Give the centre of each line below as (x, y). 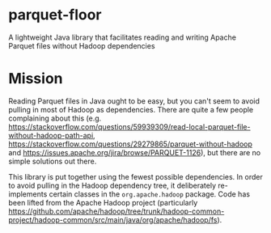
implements (28, 194)
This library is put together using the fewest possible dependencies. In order (135, 176)
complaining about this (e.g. (55, 118)
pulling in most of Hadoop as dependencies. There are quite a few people (131, 109)
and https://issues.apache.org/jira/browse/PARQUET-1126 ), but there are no (135, 152)
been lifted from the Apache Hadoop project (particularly (103, 202)
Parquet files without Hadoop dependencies (82, 45)
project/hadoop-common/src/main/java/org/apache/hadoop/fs (113, 219)
